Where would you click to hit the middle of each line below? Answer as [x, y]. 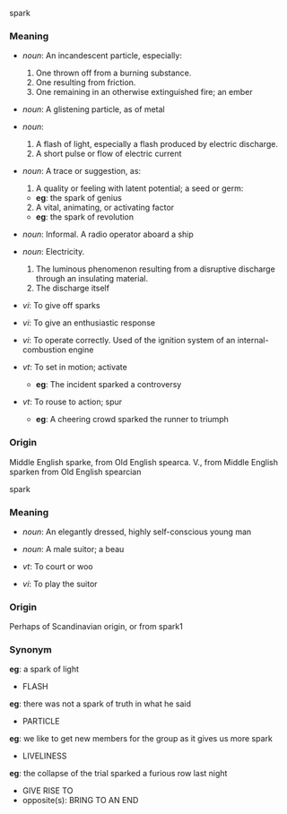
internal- [253, 341]
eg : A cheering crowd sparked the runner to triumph [132, 420]
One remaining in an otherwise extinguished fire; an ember [144, 92]
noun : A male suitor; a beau [73, 549]
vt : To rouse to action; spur [72, 402]
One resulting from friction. [86, 82]
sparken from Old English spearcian [75, 472]
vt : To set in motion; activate [74, 368]
